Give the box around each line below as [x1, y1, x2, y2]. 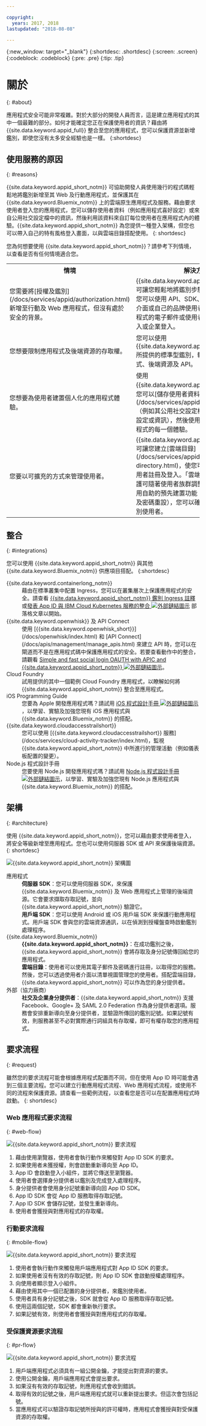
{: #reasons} [6, 171, 38, 178]
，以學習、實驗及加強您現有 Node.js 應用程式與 [60, 775, 180, 782]
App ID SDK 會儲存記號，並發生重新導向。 [15, 1199, 122, 1207]
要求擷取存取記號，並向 [42, 895, 102, 903]
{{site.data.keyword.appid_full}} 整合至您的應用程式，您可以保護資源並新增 [6, 127, 196, 134]
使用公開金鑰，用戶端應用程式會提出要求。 [15, 1375, 123, 1382]
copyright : [6, 14, 34, 20]
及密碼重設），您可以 [135, 498, 195, 507]
